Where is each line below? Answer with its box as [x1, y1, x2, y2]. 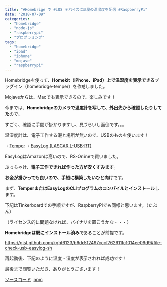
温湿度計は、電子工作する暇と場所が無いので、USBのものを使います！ [5, 132, 149, 138]
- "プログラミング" [9, 35, 45, 40]
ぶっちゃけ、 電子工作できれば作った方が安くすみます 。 [5, 164, 118, 170]
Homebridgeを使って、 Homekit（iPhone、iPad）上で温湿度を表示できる [5, 77, 155, 83]
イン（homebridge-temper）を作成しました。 [13, 83, 108, 90]
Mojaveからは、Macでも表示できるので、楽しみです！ [5, 94, 116, 100]
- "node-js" [9, 26, 35, 31]
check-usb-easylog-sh [5, 245, 52, 251]
